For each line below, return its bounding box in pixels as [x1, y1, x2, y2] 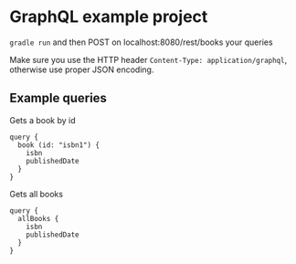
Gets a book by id [9, 114, 76, 125]
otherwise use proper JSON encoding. [9, 64, 154, 75]
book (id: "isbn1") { [17, 140, 100, 150]
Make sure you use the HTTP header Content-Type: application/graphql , [9, 54, 288, 65]
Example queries [9, 90, 108, 106]
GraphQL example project [9, 6, 208, 27]
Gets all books [9, 188, 64, 199]
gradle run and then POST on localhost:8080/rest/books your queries [9, 37, 273, 48]
